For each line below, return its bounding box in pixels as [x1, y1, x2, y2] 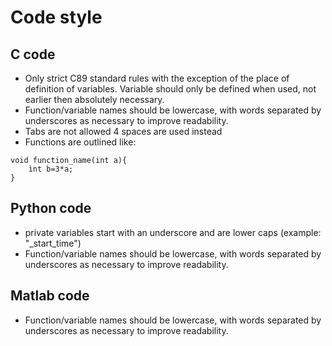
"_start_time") [24, 237, 82, 249]
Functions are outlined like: [24, 136, 137, 148]
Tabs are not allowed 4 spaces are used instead [24, 126, 223, 137]
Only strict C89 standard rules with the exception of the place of [24, 72, 290, 84]
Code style [10, 6, 103, 29]
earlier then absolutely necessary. [24, 94, 165, 105]
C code [10, 46, 56, 63]
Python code [10, 200, 92, 217]
